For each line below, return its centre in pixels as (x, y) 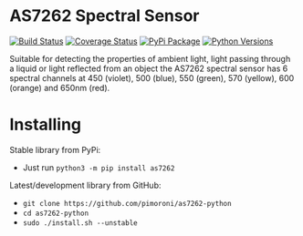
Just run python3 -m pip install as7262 (99, 167)
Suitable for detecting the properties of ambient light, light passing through (150, 58)
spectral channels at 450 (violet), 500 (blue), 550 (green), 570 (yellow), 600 (152, 77)
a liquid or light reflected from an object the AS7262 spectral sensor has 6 (149, 68)
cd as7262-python (56, 213)
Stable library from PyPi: (55, 149)
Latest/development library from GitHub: (85, 185)
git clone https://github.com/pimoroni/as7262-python (127, 203)
